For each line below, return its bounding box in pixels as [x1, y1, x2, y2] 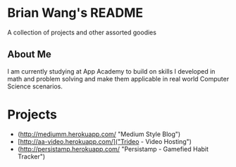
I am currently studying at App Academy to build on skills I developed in [7, 67, 216, 75]
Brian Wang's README [7, 5, 143, 21]
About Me [7, 48, 51, 60]
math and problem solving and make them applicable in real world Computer [7, 74, 230, 83]
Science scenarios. [7, 82, 63, 91]
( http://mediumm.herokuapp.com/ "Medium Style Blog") [17, 130, 181, 138]
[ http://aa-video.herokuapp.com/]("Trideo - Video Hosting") [17, 137, 192, 145]
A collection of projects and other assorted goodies [7, 28, 157, 36]
